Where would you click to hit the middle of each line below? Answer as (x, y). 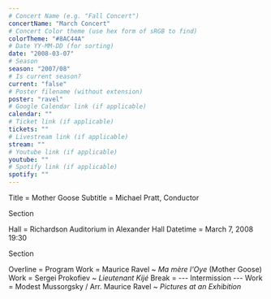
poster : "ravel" (36, 99)
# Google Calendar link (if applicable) (78, 106)
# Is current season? (45, 76)
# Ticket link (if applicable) (61, 122)
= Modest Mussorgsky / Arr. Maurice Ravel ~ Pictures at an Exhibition (125, 286)
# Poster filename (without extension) (76, 91)
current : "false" (38, 84)
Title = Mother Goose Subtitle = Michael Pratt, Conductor (104, 197)
